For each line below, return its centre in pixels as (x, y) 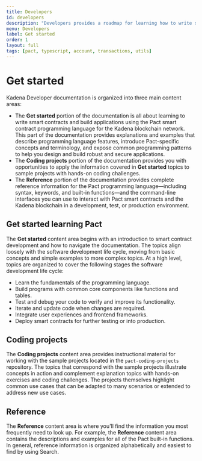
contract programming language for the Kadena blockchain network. (100, 128)
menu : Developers (28, 29)
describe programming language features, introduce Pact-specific (97, 141)
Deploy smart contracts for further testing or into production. (90, 321)
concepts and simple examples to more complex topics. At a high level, (94, 258)
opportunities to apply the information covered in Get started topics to (102, 167)
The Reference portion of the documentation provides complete (94, 180)
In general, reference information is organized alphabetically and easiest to (99, 445)
